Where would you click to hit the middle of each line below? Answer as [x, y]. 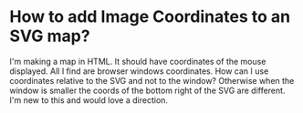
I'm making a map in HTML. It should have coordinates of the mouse [138, 61]
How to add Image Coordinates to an [150, 17]
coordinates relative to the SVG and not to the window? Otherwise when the [152, 80]
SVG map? [50, 36]
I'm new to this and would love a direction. [89, 100]
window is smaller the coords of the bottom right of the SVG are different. [147, 90]
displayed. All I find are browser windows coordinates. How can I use [139, 71]
